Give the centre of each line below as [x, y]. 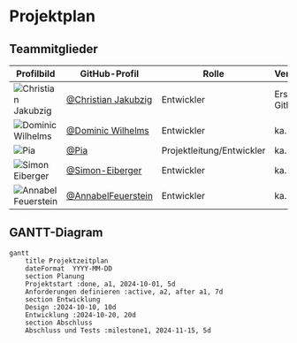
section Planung [55, 276]
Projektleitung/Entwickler [213, 150]
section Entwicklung [63, 299]
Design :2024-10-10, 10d [71, 307]
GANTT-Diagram [56, 233]
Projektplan [52, 16]
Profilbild [36, 74]
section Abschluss [59, 323]
